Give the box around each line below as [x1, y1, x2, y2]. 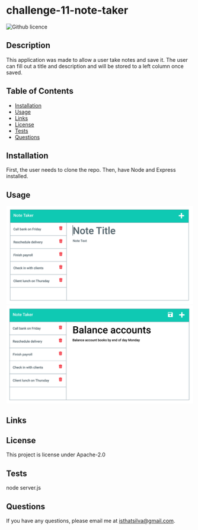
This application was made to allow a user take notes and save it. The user [6, 56, 189, 63]
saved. [6, 69, 23, 76]
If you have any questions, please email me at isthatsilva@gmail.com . [6, 518, 175, 525]
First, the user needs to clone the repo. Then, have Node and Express [6, 166, 176, 173]
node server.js [6, 484, 41, 491]
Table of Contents [6, 86, 74, 96]
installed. [6, 173, 28, 180]
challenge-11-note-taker [6, 4, 129, 17]
